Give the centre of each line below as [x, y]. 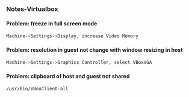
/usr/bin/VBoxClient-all [37, 89]
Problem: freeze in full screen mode [52, 23]
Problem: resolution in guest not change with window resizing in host [94, 49]
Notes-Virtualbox [32, 9]
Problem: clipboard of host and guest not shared [68, 76]
